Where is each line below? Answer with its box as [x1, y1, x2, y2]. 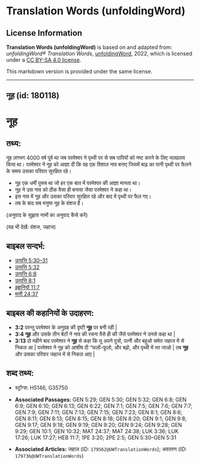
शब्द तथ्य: [6, 368, 34, 379]
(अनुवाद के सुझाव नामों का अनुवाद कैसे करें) [6, 211, 88, 219]
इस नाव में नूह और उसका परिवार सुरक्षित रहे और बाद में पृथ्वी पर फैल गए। [14, 193, 152, 200]
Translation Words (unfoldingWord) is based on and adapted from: [6, 43, 173, 51]
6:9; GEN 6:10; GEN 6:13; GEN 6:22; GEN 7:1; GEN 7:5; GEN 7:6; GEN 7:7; [14, 402, 193, 409]
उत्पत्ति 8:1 [14, 277, 36, 284]
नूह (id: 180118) [6, 90, 60, 101]
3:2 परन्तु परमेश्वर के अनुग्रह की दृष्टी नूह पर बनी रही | [14, 324, 117, 331]
